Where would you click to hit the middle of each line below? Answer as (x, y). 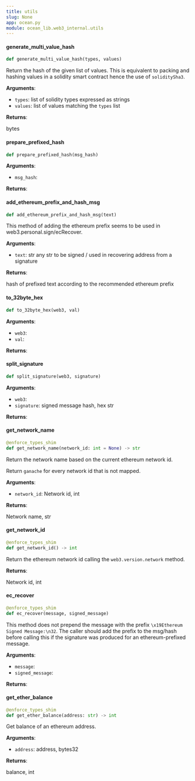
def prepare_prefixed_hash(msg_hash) (52, 155)
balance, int (20, 772)
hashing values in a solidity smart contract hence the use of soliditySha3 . (95, 77)
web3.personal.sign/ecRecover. (44, 232)
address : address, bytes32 (46, 749)
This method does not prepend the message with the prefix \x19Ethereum (95, 624)
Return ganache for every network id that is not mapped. (73, 471)
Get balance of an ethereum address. (51, 727)
